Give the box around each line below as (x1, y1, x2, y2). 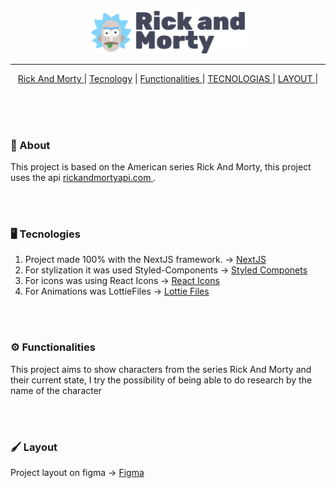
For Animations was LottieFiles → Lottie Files (24, 285, 210, 298)
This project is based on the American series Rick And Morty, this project (10, 161, 312, 173)
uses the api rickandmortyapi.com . (10, 172, 157, 184)
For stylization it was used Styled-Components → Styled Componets (24, 264, 308, 276)
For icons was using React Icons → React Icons (24, 275, 220, 287)
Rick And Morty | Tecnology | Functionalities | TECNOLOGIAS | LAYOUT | (17, 72, 319, 84)
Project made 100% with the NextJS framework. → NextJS (24, 254, 267, 266)
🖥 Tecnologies (10, 227, 81, 241)
